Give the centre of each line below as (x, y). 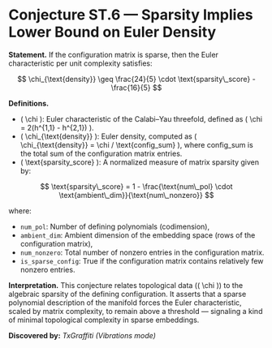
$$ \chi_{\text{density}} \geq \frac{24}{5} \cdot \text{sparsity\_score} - (136, 79)
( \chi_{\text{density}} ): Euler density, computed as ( (108, 136)
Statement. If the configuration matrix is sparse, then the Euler (114, 54)
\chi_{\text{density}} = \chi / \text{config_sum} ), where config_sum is (136, 144)
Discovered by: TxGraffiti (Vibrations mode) (82, 335)
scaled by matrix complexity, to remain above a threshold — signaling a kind (136, 311)
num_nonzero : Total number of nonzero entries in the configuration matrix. (142, 252)
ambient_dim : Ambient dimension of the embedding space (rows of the (138, 235)
